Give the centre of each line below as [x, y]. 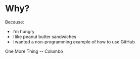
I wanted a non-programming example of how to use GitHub [73, 41]
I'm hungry [23, 31]
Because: [15, 22]
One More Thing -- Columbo [34, 51]
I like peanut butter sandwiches [44, 37]
